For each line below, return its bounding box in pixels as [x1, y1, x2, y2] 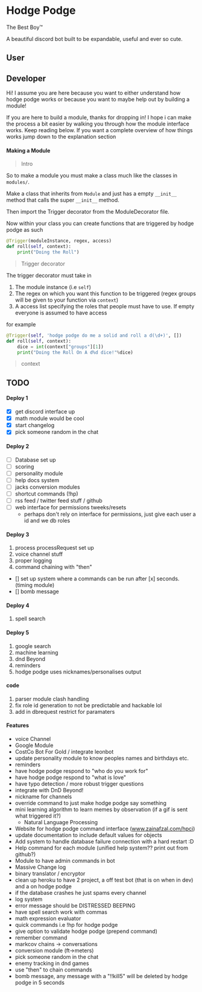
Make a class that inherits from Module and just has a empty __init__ [6, 190, 177, 197]
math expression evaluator [14, 915, 81, 922]
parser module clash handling [14, 695, 89, 702]
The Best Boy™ [6, 24, 43, 31]
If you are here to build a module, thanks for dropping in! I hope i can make [6, 114, 192, 121]
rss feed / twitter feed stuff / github [14, 497, 103, 504]
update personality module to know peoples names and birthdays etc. [14, 755, 189, 762]
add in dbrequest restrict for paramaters [14, 708, 115, 715]
